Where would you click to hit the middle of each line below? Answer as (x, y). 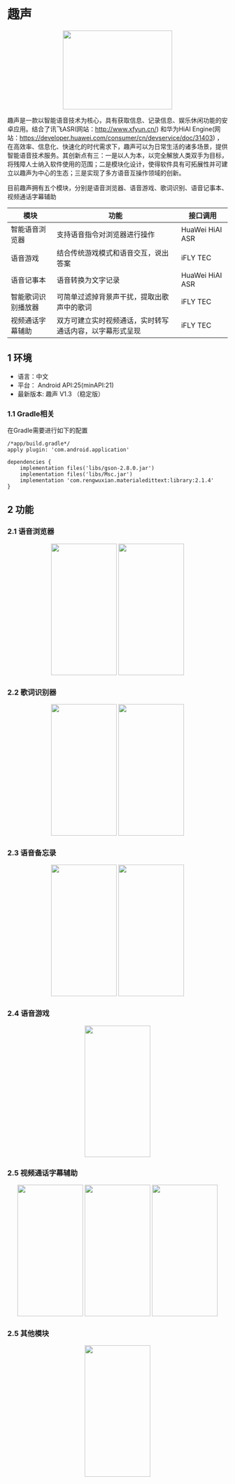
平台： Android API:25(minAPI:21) (65, 385)
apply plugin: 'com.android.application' (69, 450)
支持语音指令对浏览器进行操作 (106, 234)
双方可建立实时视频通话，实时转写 (113, 320)
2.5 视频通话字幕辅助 (43, 1172)
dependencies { (29, 462)
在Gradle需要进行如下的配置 (48, 430)
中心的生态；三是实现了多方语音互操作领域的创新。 (111, 173)
